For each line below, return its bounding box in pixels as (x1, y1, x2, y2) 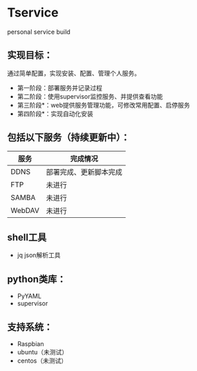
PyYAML (17, 292, 41, 301)
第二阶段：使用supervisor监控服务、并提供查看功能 (17, 92, 164, 101)
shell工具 (7, 231, 47, 243)
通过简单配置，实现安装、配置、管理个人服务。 (7, 69, 140, 77)
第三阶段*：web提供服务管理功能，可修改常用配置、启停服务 (17, 101, 190, 109)
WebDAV (10, 205, 40, 215)
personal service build (7, 28, 71, 36)
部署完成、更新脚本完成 (46, 167, 123, 177)
